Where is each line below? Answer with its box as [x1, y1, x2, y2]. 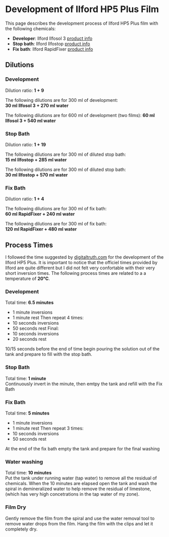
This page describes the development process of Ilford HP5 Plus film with [5, 20, 158, 26]
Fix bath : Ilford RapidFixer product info [12, 46, 93, 52]
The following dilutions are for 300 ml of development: [5, 97, 119, 103]
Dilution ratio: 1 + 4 [5, 196, 44, 202]
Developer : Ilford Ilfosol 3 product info [12, 35, 92, 41]
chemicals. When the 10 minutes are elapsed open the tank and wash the [5, 481, 157, 487]
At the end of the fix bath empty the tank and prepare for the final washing [5, 445, 160, 452]
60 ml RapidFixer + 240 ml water [5, 211, 75, 217]
